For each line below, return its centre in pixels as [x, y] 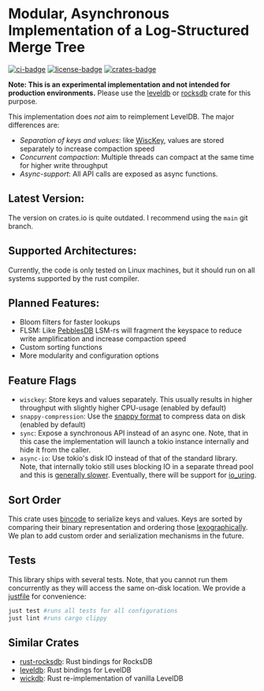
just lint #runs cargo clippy [58, 618]
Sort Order [35, 499]
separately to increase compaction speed [87, 148]
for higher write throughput [63, 165]
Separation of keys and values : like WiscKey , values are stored [122, 140]
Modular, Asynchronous [89, 14]
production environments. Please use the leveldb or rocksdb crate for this [130, 92]
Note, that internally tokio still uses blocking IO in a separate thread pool [136, 467]
